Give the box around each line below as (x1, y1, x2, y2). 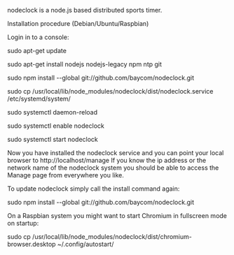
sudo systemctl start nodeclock (7, 136, 98, 143)
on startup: (7, 219, 39, 227)
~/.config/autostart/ (57, 240, 114, 248)
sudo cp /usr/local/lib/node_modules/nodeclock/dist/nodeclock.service (7, 87, 214, 95)
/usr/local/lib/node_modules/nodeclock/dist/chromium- (32, 233, 193, 240)
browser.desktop (7, 240, 56, 248)
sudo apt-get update (7, 47, 67, 54)
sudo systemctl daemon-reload (7, 108, 98, 116)
